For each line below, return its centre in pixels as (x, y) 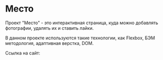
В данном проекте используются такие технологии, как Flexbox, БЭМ (80, 38)
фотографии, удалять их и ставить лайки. (50, 28)
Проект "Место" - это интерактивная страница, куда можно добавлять (82, 23)
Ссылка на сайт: (23, 53)
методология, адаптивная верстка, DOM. (50, 43)
